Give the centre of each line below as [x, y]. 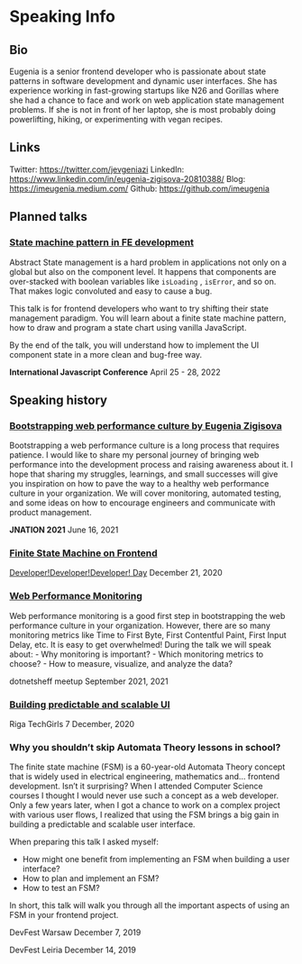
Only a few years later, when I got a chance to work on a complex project [145, 805]
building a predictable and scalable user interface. [102, 824]
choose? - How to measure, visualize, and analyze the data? [121, 663]
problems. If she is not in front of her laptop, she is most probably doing [143, 109]
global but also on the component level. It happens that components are [143, 271]
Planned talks [48, 217]
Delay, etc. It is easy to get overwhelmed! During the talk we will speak [141, 644]
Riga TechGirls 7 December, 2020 [72, 724]
